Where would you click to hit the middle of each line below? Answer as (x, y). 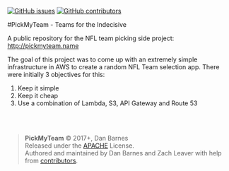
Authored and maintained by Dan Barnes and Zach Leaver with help (123, 153)
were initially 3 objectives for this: (56, 75)
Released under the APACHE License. (79, 146)
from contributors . (51, 160)
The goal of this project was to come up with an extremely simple (102, 59)
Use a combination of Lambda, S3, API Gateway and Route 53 (107, 103)
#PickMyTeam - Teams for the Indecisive (67, 24)
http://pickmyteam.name (43, 46)
